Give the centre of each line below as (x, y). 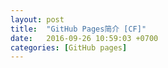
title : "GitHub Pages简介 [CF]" (78, 29)
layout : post (37, 19)
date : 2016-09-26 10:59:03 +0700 (84, 38)
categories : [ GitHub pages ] (69, 47)
